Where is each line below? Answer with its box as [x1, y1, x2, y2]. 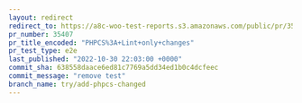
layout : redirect [8, 13, 74, 22]
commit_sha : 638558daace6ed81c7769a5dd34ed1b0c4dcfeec [8, 64, 219, 73]
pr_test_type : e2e [8, 47, 78, 56]
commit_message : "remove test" [8, 72, 126, 81]
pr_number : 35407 [8, 30, 74, 39]
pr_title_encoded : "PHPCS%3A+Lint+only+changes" [8, 38, 195, 47]
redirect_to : [8, 21, 58, 30]
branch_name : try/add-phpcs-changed [8, 80, 146, 89]
